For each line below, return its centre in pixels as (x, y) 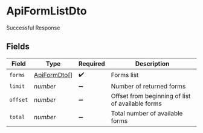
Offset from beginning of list (151, 96)
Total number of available (147, 113)
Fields (18, 47)
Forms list (125, 75)
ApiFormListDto (47, 11)
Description (152, 63)
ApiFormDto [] (53, 75)
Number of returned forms (148, 86)
